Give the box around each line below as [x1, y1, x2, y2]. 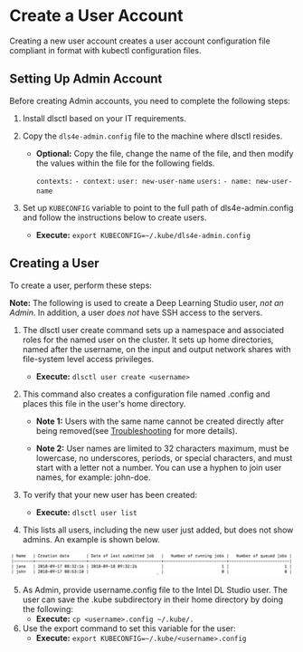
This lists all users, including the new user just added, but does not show [22, 524, 294, 535]
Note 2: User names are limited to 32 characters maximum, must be [35, 443, 289, 454]
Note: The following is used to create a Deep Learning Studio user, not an [9, 297, 285, 308]
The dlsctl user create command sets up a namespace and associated [22, 324, 285, 335]
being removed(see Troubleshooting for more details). [35, 425, 238, 436]
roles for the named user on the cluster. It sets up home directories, [22, 334, 274, 345]
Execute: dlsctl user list [35, 506, 137, 517]
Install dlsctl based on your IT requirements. [22, 112, 187, 123]
